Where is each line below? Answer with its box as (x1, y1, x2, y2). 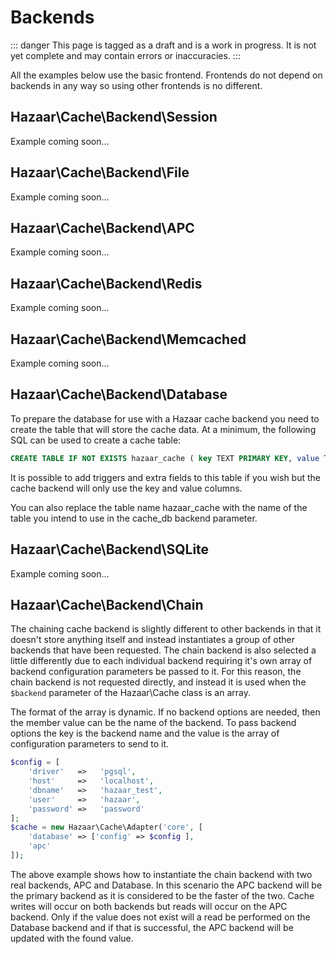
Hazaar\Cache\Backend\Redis (10, 275, 203, 292)
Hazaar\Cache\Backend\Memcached (10, 331, 247, 348)
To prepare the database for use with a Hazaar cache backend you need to (10, 412, 320, 425)
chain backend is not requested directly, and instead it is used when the (10, 676, 307, 688)
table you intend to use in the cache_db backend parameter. (10, 512, 258, 524)
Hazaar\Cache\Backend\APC (10, 219, 195, 236)
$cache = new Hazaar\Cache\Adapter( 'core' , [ (10, 822, 203, 833)
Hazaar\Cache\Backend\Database (10, 386, 228, 403)
